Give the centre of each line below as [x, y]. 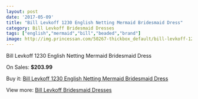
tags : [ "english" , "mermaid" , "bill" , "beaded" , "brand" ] [74, 34]
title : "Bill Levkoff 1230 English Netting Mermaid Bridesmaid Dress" [95, 22]
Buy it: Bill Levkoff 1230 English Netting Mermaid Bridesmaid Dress [87, 78]
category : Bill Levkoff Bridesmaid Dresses [60, 28]
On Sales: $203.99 [29, 67]
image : [14, 39]
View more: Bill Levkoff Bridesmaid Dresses [59, 90]
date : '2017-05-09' [30, 17]
